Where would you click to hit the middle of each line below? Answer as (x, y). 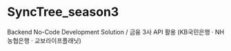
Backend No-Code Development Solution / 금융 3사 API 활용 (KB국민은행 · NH (116, 32)
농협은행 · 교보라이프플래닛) (44, 40)
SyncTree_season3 (63, 12)
